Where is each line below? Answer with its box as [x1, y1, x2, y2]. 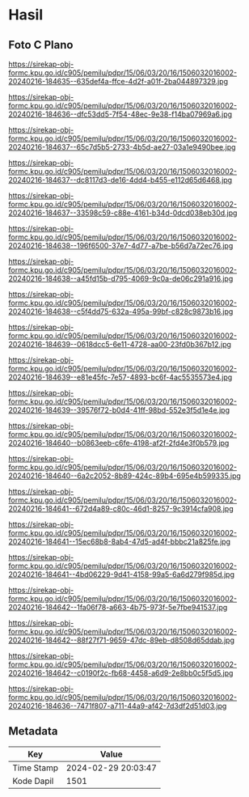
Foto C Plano [8, 38, 74, 52]
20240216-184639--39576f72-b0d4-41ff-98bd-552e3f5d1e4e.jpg [8, 405, 230, 414]
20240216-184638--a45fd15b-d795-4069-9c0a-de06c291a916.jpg [8, 273, 234, 283]
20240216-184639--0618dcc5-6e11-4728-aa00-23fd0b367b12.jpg [8, 340, 232, 349]
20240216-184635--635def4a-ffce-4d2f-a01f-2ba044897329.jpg [8, 77, 229, 86]
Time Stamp [12, 762, 59, 774]
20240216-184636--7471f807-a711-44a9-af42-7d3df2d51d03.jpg [8, 702, 227, 710]
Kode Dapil [12, 775, 54, 786]
